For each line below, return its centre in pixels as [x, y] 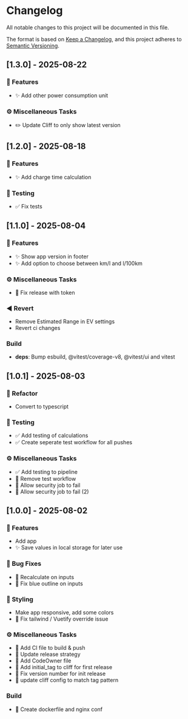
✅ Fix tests [29, 206]
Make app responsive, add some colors [64, 613]
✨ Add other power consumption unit [62, 95]
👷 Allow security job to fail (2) [52, 491]
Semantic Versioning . [33, 46]
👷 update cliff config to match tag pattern [67, 680]
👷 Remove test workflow [45, 478]
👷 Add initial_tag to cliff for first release [64, 667]
